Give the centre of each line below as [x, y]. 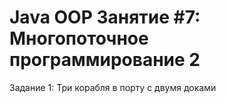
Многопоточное [79, 38]
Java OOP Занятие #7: [105, 17]
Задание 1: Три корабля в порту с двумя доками [113, 87]
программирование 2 [105, 60]
